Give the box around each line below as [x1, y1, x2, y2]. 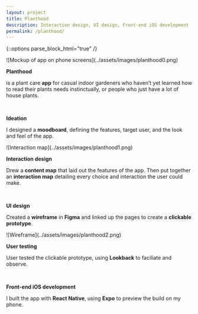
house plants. [6, 92, 40, 99]
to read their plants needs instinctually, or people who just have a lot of [6, 86, 179, 93]
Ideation [6, 115, 27, 122]
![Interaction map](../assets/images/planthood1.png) [6, 144, 133, 151]
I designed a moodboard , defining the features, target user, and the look [6, 126, 183, 133]
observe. [6, 260, 28, 268]
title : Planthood [6, 15, 49, 22]
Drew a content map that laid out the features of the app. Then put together [6, 167, 191, 174]
